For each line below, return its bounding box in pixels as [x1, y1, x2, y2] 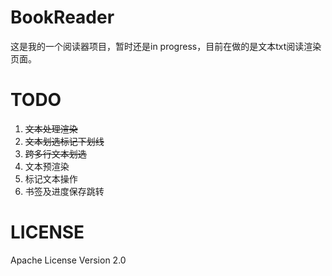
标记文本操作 [24, 172, 78, 185]
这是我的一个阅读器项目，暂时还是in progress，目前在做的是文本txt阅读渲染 [10, 40, 322, 52]
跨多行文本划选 [24, 147, 87, 160]
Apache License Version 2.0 [10, 254, 127, 266]
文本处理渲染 [24, 122, 78, 135]
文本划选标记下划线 [24, 135, 105, 147]
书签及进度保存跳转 [24, 185, 105, 197]
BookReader [10, 6, 115, 29]
